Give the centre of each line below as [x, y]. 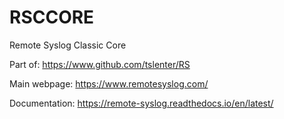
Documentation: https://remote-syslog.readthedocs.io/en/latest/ [141, 103]
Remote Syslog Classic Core [68, 45]
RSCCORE [52, 17]
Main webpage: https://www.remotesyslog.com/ [109, 83]
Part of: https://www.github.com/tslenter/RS [100, 64]
